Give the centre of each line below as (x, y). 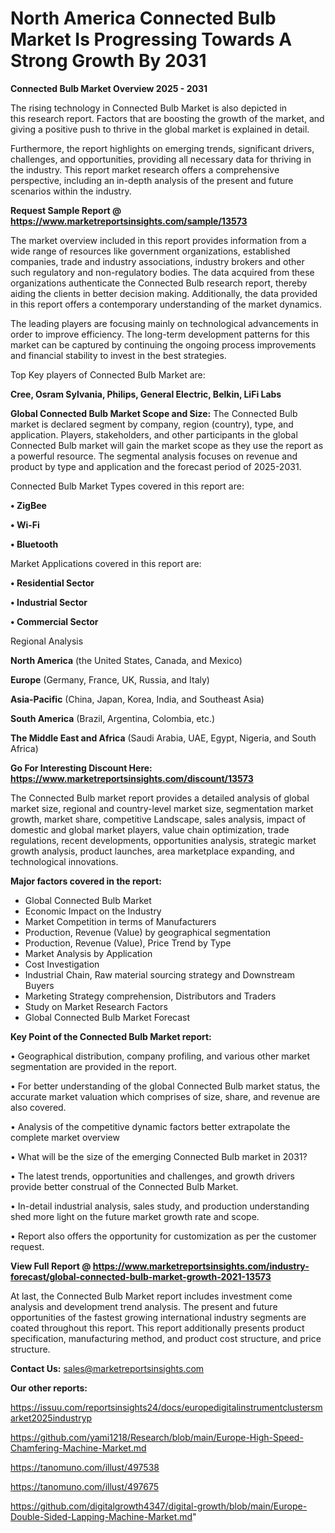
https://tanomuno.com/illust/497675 (85, 1486)
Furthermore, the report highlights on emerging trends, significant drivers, (162, 148)
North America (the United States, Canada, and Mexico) (126, 660)
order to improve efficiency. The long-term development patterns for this (160, 334)
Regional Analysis (47, 641)
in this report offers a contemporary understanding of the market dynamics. (166, 304)
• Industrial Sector (49, 602)
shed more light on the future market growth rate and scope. (135, 1216)
